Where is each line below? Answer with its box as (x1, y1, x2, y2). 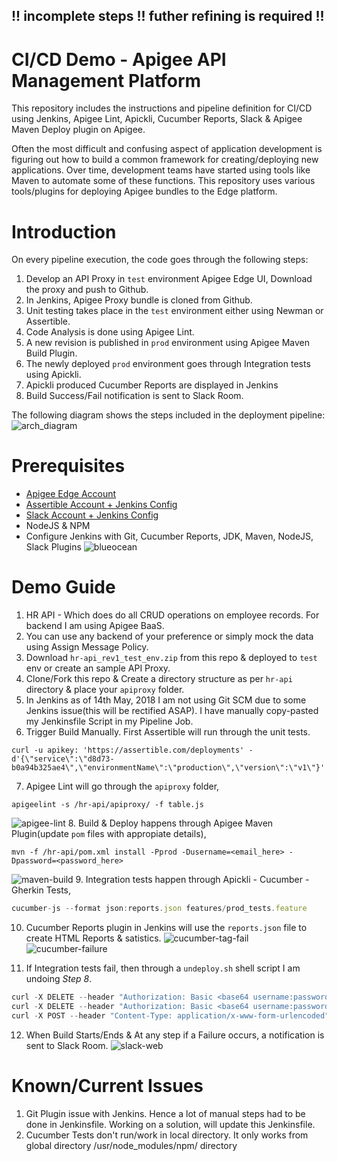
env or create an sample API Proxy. (25, 662, 171, 674)
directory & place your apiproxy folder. (25, 684, 185, 696)
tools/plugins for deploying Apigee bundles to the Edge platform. (11, 185, 278, 198)
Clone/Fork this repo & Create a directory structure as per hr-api (25, 673, 293, 685)
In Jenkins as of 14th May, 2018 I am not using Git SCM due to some (25, 694, 307, 706)
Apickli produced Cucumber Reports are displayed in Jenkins (25, 379, 279, 391)
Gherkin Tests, (11, 884, 72, 896)
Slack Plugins (25, 541, 82, 553)
